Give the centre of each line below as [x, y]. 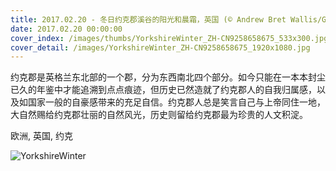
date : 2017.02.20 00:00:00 [66, 29]
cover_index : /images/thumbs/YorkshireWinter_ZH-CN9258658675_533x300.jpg [169, 38]
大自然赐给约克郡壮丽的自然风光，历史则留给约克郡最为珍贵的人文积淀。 [159, 115]
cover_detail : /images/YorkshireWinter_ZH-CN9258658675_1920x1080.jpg [160, 47]
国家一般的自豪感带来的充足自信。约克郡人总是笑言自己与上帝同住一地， [176, 102]
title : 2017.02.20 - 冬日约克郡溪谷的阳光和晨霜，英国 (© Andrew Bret [148, 19]
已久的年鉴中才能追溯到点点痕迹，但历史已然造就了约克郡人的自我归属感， [163, 90]
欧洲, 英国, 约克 [41, 136]
